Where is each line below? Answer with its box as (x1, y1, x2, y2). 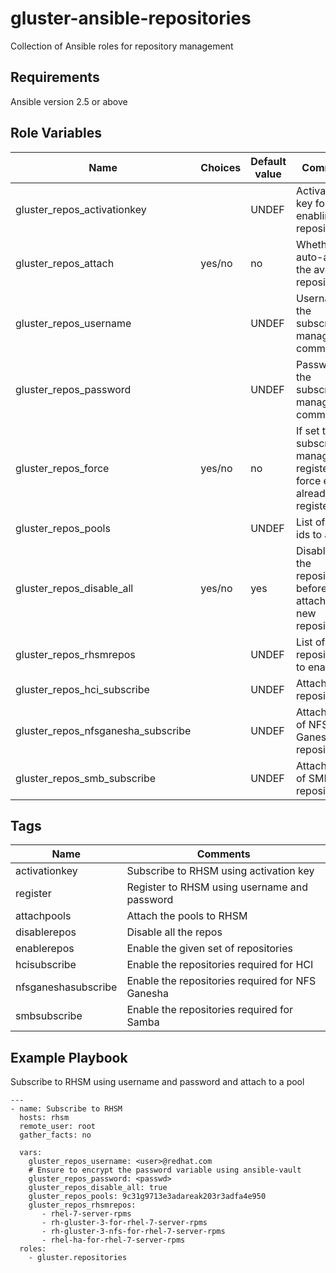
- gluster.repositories (28, 1253, 128, 1263)
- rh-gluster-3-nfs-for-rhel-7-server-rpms (41, 1227, 226, 1237)
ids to (296, 527, 323, 541)
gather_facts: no (19, 1130, 92, 1141)
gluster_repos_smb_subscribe (15, 771, 157, 785)
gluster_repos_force (15, 461, 110, 475)
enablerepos (15, 942, 75, 956)
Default (250, 154, 287, 168)
